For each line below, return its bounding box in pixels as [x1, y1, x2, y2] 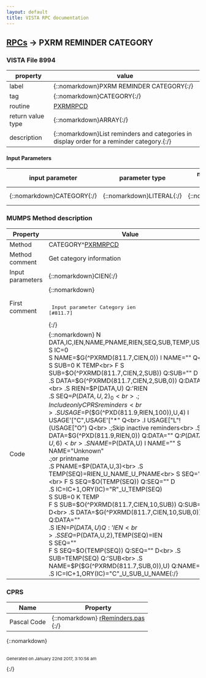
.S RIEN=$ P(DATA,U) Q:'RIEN [64, 384, 148, 393]
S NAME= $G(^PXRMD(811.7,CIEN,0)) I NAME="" [48, 353, 192, 362]
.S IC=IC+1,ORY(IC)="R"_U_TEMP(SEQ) [48, 485, 162, 493]
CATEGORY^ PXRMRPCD [48, 240, 120, 248]
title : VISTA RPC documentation [6, 15, 89, 21]
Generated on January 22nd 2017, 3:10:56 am [6, 656, 97, 662]
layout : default [6, 9, 48, 15]
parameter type [119, 174, 166, 182]
